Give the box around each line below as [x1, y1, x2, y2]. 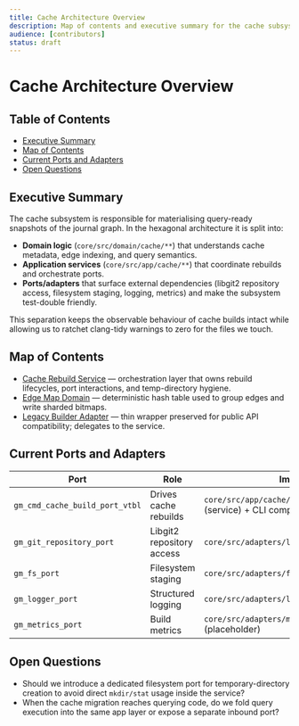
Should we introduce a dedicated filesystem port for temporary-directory [21, 678, 290, 689]
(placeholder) [203, 623, 261, 635]
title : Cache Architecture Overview [9, 12, 145, 22]
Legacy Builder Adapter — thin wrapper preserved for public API [21, 411, 259, 422]
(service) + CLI [203, 503, 267, 516]
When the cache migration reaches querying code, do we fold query [21, 697, 273, 707]
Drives [149, 488, 178, 500]
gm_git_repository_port [13, 537, 115, 547]
